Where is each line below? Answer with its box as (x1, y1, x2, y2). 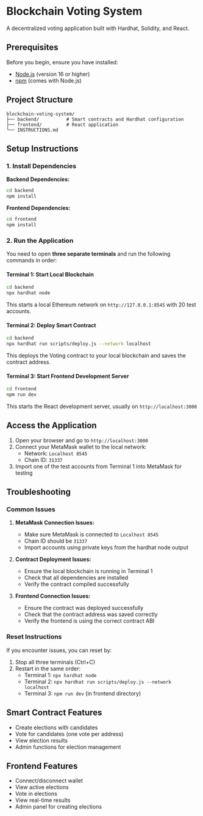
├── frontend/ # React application (6, 121, 119, 128)
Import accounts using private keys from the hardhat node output (24, 544, 189, 551)
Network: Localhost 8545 (24, 450, 88, 457)
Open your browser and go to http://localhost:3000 (15, 436, 148, 444)
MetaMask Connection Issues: (15, 519, 94, 527)
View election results (15, 736, 68, 744)
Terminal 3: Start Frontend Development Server (6, 372, 129, 380)
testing (15, 469, 33, 477)
